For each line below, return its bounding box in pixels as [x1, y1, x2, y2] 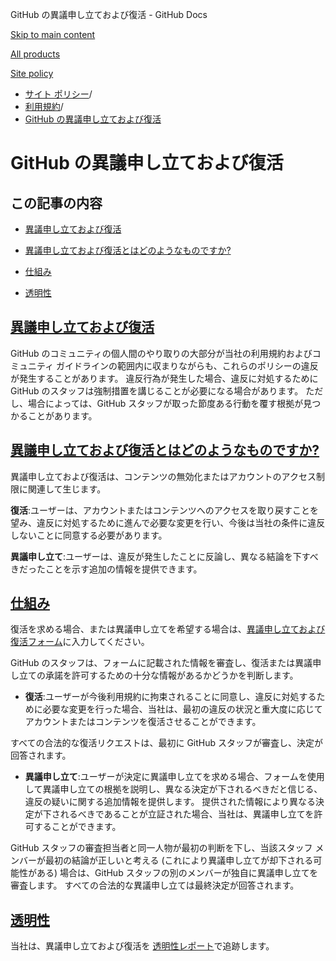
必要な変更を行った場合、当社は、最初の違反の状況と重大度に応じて [42, 703, 323, 715]
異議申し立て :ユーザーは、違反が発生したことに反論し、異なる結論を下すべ [10, 550, 319, 562]
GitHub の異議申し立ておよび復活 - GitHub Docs [10, 9, 208, 20]
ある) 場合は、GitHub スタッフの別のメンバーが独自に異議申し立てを [36, 867, 319, 879]
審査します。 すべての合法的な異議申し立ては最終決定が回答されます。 [10, 879, 300, 892]
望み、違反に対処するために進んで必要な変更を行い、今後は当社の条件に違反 [10, 516, 326, 528]
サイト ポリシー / [24, 88, 93, 100]
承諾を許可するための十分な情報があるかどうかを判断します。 [44, 669, 299, 682]
